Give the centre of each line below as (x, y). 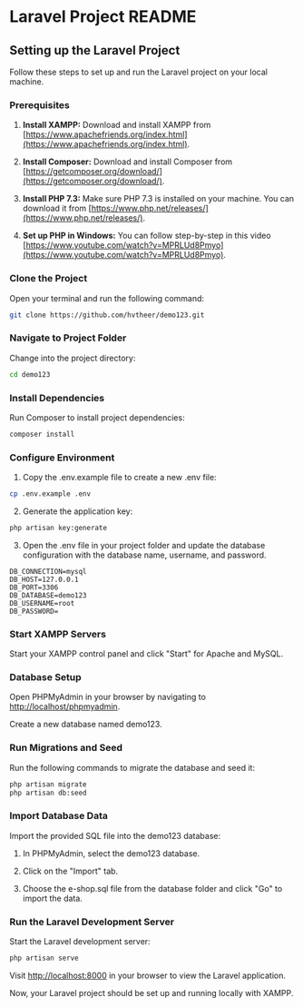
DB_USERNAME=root (42, 603)
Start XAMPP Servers (58, 634)
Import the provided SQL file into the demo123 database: (115, 835)
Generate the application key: (78, 511)
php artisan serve (44, 958)
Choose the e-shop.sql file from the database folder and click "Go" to (152, 888)
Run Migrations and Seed (66, 748)
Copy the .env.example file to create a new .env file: (119, 478)
